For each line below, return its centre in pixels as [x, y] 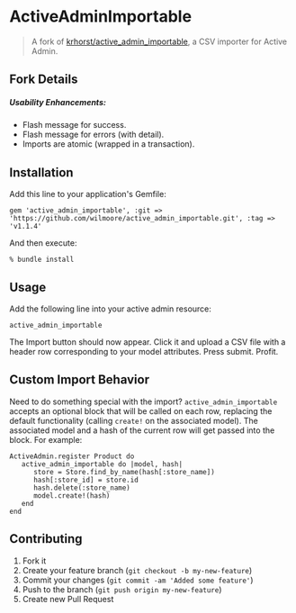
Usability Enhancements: [58, 102]
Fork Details [44, 80]
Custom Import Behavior [80, 380]
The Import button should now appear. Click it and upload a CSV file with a [148, 342]
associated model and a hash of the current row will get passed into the [142, 430]
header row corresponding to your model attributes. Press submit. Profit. [144, 351]
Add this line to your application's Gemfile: [88, 194]
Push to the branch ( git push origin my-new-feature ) [122, 589]
